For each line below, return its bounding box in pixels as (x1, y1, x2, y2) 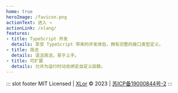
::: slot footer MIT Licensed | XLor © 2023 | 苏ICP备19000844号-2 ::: (6, 80, 173, 87)
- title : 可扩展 (6, 58, 44, 64)
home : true (6, 8, 33, 15)
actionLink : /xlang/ (6, 25, 57, 31)
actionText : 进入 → (6, 19, 52, 25)
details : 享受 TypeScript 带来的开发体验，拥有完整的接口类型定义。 (11, 42, 164, 48)
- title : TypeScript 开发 (6, 36, 68, 42)
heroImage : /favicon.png (6, 14, 67, 20)
